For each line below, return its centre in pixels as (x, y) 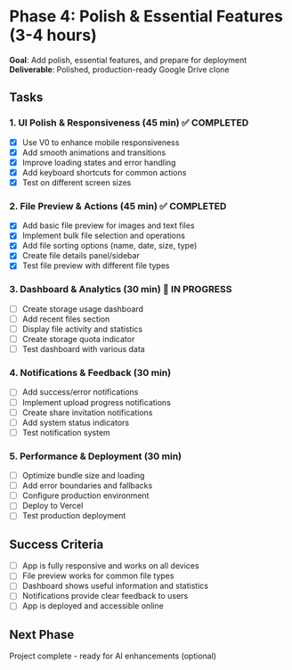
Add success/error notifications (80, 392)
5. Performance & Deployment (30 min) (96, 456)
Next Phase (42, 634)
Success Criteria (57, 544)
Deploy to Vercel (53, 506)
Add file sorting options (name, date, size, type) (109, 246)
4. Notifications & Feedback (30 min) (90, 373)
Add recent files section (66, 319)
